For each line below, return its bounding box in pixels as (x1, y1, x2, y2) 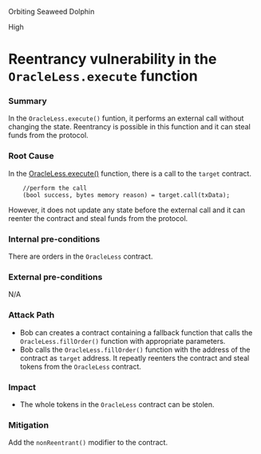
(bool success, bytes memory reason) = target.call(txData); (22, 191, 230, 199)
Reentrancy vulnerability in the (8, 50, 217, 69)
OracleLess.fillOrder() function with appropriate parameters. (19, 336, 226, 345)
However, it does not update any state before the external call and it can (8, 205, 246, 215)
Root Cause (8, 151, 54, 162)
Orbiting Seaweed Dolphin (8, 7, 95, 16)
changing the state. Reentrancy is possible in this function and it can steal (8, 122, 251, 132)
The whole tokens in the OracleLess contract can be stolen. (19, 399, 215, 409)
